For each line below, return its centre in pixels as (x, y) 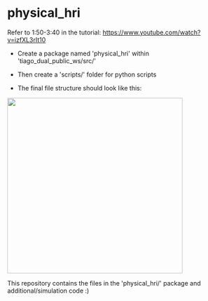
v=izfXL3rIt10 (27, 39)
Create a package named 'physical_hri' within (83, 53)
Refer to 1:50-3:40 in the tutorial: (54, 32)
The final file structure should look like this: (79, 88)
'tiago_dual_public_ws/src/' (57, 60)
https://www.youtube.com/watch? (152, 32)
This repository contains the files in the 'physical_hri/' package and (104, 283)
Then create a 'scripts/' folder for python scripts (87, 74)
